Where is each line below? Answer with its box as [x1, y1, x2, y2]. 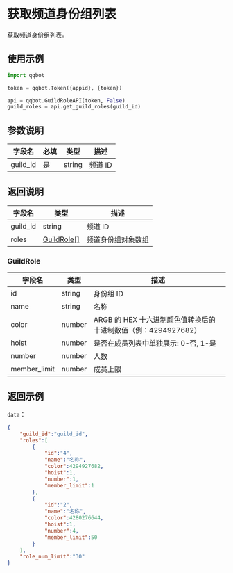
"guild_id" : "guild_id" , [19, 430, 89, 437]
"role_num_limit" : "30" [19, 554, 85, 560]
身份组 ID [93, 289, 123, 299]
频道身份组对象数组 [86, 234, 149, 244]
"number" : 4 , [44, 527, 79, 534]
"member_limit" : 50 [44, 533, 98, 541]
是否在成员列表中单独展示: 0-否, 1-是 [93, 339, 216, 348]
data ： [7, 410, 26, 418]
